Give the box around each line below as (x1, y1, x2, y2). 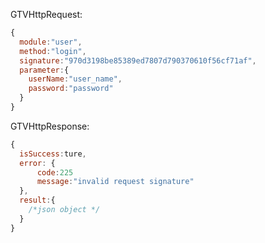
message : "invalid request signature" (36, 177, 195, 187)
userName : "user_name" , (28, 74, 123, 84)
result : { (19, 195, 56, 206)
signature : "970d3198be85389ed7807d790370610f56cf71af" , (19, 55, 257, 66)
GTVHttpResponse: (10, 120, 90, 132)
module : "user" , (19, 37, 83, 47)
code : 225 (36, 167, 74, 178)
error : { (19, 158, 56, 168)
